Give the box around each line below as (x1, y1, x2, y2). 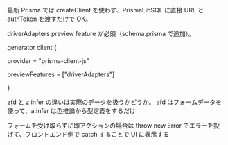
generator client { (7, 44, 58, 51)
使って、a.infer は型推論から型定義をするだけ (7, 107, 137, 114)
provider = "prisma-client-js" (7, 57, 90, 65)
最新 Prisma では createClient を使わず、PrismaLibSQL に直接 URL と (7, 6, 204, 14)
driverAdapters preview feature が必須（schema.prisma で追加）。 (7, 30, 195, 37)
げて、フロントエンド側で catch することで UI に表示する (7, 130, 170, 138)
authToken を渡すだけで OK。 (7, 15, 92, 23)
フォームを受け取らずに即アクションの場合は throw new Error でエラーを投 (7, 121, 220, 130)
